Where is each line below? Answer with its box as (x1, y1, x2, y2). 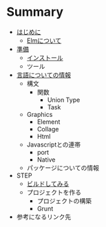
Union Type (47, 96, 81, 104)
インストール (26, 53, 63, 62)
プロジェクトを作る (26, 188, 82, 196)
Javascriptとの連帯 (26, 140, 81, 149)
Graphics (26, 110, 53, 118)
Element (36, 118, 61, 126)
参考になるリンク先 (16, 213, 72, 221)
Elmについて (26, 36, 62, 45)
